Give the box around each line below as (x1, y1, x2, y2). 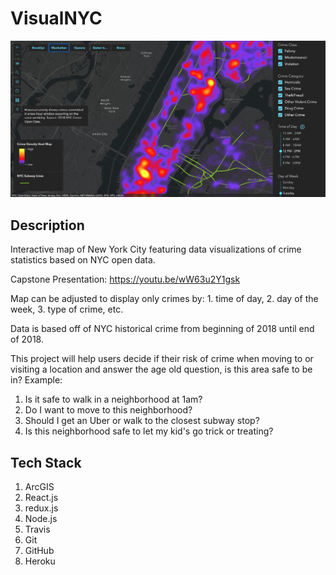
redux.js (24, 502, 59, 514)
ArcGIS (24, 481, 55, 493)
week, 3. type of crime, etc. (10, 303, 124, 316)
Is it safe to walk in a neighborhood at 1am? (24, 393, 203, 406)
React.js (24, 492, 59, 504)
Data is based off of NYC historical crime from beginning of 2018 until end (10, 323, 315, 335)
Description (10, 217, 85, 234)
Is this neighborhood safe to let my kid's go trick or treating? (24, 425, 274, 437)
